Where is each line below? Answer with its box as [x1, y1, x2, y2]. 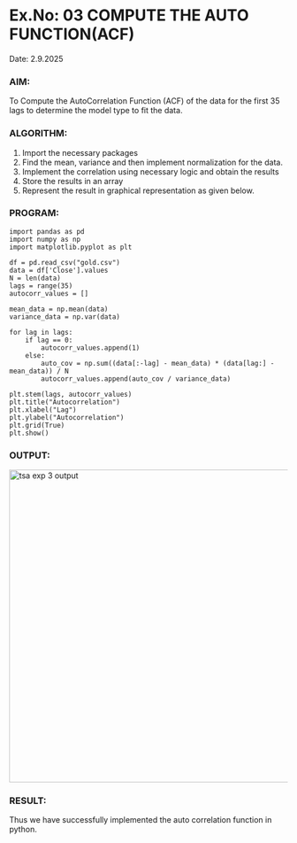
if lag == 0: [25, 336, 73, 344]
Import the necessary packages [21, 147, 139, 158]
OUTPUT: [9, 449, 50, 461]
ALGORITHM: [9, 128, 68, 140]
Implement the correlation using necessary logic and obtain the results [21, 166, 280, 177]
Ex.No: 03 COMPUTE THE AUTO [9, 5, 249, 26]
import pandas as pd [9, 227, 86, 236]
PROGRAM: [9, 207, 59, 220]
